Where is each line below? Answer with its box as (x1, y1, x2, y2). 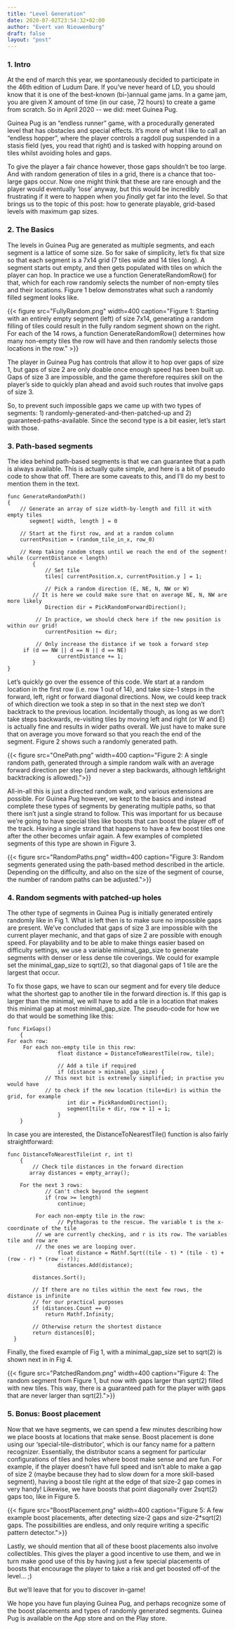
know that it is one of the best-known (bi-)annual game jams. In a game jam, (7, 91, 228, 99)
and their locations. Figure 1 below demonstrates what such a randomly (7, 285, 214, 294)
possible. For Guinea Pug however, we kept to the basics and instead (7, 795, 207, 803)
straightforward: (7, 1138, 54, 1146)
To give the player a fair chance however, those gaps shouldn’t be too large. (7, 162, 227, 171)
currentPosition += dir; (44, 628, 118, 636)
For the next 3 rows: (20, 1182, 83, 1189)
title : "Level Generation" (7, 10, 86, 18)
